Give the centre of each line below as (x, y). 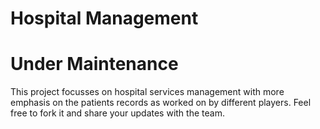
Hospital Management (104, 18)
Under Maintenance (94, 64)
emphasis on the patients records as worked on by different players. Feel (161, 103)
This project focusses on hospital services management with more (147, 92)
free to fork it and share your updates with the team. (117, 113)
